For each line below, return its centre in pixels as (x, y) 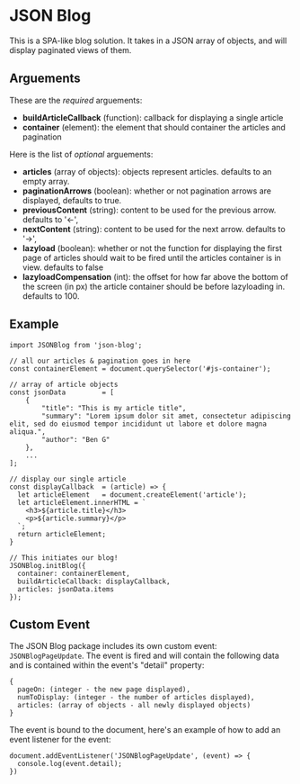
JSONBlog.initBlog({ (48, 565)
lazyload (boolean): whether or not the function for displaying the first (152, 248)
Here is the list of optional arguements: (81, 154)
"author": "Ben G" (76, 439)
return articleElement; (62, 534)
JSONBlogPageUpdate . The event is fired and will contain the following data (145, 656)
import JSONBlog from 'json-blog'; (76, 345)
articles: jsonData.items (66, 589)
